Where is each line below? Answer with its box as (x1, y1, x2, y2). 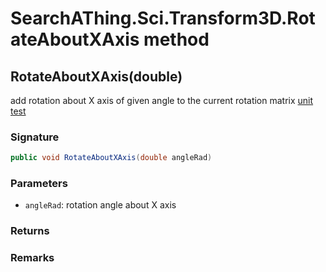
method (143, 28, 210, 51)
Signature (10, 130, 60, 144)
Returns (10, 224, 50, 238)
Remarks (10, 251, 55, 265)
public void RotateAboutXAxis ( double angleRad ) (10, 153, 213, 163)
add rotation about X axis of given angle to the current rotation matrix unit (10, 95, 314, 106)
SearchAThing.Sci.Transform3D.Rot (10, 7, 316, 30)
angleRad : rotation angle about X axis (24, 199, 177, 211)
